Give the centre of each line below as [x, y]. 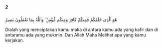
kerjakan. [15, 40]
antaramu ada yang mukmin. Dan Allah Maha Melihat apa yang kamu [76, 34]
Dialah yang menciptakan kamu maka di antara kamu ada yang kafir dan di [82, 29]
